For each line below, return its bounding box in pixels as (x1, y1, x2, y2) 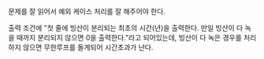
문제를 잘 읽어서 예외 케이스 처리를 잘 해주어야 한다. (8, 7, 165, 16)
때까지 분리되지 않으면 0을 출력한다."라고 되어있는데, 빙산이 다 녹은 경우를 (16, 33, 242, 42)
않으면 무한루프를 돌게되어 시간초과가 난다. (22, 43, 154, 52)
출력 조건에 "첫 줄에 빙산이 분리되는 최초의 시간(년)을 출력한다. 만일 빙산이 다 (8, 23, 244, 33)
